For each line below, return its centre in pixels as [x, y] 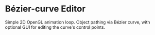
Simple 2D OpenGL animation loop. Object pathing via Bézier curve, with [78, 22]
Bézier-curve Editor [45, 9]
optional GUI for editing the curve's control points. [55, 27]
